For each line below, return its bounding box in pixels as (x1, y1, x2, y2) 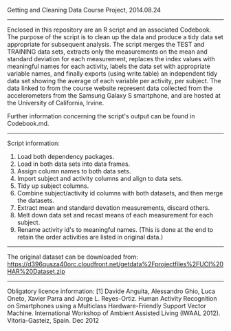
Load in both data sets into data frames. (16, 160, 131, 168)
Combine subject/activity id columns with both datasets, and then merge (16, 189, 223, 197)
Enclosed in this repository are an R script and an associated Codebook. (7, 25, 212, 34)
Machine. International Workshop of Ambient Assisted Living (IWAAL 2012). (7, 309, 221, 317)
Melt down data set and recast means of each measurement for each (16, 211, 214, 219)
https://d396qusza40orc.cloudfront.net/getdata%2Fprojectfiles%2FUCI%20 (7, 260, 224, 268)
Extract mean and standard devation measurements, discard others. (16, 204, 210, 212)
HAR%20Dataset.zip (7, 268, 65, 275)
